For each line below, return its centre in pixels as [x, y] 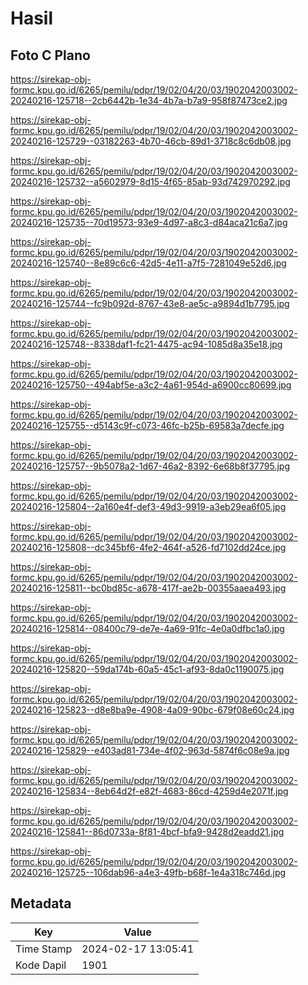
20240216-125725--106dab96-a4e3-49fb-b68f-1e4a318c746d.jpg [148, 872]
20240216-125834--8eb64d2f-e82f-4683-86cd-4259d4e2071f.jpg [149, 791]
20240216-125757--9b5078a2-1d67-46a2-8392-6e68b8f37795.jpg [150, 466]
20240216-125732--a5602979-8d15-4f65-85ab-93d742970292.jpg [150, 181]
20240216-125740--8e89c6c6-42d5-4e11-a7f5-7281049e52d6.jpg [148, 263]
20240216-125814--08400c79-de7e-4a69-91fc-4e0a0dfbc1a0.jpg [147, 628]
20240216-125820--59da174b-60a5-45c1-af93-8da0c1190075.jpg [147, 669]
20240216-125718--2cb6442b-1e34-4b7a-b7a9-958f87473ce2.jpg [149, 100]
